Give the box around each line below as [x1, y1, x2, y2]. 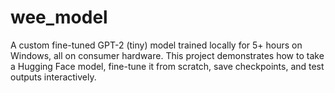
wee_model [10, 6, 108, 29]
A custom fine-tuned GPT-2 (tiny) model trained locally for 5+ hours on [10, 39, 303, 51]
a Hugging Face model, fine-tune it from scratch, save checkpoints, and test [10, 60, 325, 72]
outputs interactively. [10, 71, 97, 83]
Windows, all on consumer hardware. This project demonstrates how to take [10, 49, 325, 61]
